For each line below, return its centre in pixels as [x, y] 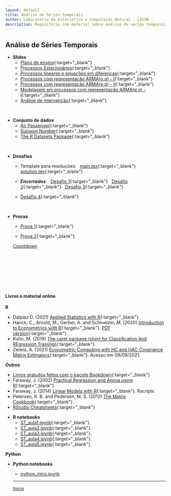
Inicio [18, 489]
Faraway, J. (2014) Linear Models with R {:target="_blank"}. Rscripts [83, 391]
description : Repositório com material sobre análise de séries [75, 24]
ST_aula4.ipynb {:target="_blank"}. [56, 439]
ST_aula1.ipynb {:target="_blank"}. [55, 423]
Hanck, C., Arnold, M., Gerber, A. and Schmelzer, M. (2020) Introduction [88, 323]
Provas [20, 217]
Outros [13, 365]
